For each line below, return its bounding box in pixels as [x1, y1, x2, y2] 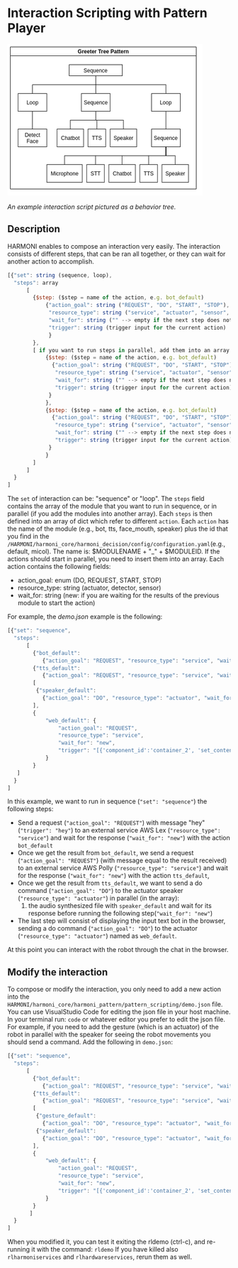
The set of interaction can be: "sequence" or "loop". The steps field [7, 494, 205, 503]
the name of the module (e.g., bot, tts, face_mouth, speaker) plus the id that [7, 524, 228, 533]
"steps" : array [13, 279, 59, 286]
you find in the [7, 532, 50, 541]
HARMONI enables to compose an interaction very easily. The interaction [7, 242, 221, 250]
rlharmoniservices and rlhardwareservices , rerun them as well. [7, 1252, 193, 1262]
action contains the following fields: [7, 563, 111, 571]
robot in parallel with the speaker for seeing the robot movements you [7, 1030, 211, 1039]
